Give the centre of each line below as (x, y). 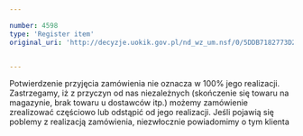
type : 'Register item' (52, 34)
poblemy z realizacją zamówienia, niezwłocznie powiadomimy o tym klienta (150, 122)
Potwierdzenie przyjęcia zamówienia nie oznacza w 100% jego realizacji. (145, 84)
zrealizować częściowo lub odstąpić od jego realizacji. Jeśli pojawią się (142, 113)
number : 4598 (34, 25)
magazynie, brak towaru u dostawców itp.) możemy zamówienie (129, 103)
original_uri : (36, 42)
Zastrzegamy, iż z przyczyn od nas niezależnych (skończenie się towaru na (149, 93)
